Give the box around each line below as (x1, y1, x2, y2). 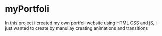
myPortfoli (5, 3, 50, 15)
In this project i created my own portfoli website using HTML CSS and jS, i (5, 20, 157, 26)
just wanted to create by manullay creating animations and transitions (5, 25, 148, 31)
